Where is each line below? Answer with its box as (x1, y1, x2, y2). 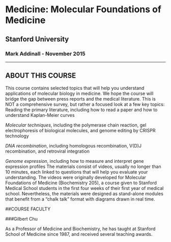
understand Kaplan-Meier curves (5, 112, 75, 118)
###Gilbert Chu (5, 215, 38, 222)
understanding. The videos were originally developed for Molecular (5, 174, 147, 180)
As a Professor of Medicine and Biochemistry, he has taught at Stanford (5, 226, 156, 232)
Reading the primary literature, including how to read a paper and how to (5, 106, 158, 113)
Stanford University (5, 35, 69, 43)
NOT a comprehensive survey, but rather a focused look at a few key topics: (5, 101, 165, 107)
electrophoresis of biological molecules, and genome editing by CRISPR (5, 127, 156, 133)
